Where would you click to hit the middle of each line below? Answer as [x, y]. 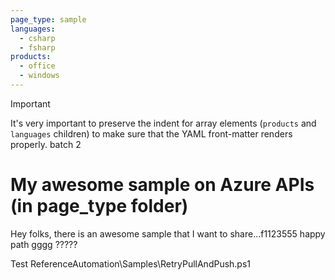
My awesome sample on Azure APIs [162, 185]
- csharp [37, 38]
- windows [39, 76]
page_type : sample [48, 19]
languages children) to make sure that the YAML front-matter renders [151, 133]
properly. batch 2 [46, 144]
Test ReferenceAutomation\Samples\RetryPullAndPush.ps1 [131, 263]
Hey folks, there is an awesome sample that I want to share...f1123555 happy [168, 233]
